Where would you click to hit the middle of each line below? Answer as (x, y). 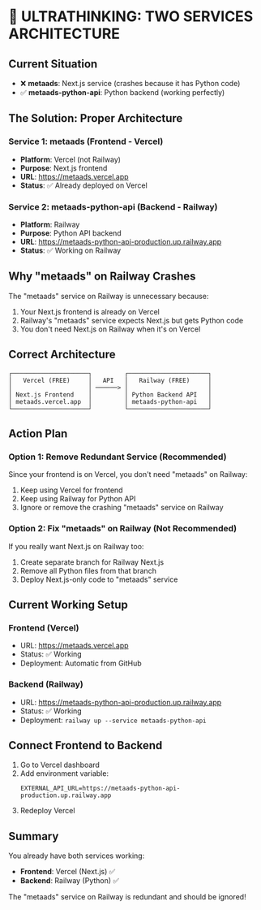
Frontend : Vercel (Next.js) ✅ (68, 872)
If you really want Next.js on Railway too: (76, 546)
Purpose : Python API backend (71, 233)
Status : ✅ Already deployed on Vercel (83, 185)
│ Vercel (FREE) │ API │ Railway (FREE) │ (110, 380)
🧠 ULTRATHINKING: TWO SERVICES (131, 17)
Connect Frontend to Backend (86, 745)
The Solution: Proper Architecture (96, 118)
